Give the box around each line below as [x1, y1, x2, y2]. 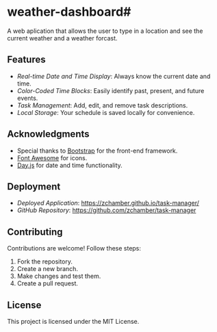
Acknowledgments [7, 128, 90, 140]
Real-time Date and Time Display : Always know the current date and [16, 72, 211, 80]
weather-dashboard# [7, 4, 131, 20]
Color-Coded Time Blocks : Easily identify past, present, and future [16, 86, 205, 94]
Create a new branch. [16, 265, 79, 273]
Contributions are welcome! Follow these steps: [7, 244, 142, 253]
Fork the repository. [16, 257, 73, 266]
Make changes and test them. [16, 272, 101, 281]
